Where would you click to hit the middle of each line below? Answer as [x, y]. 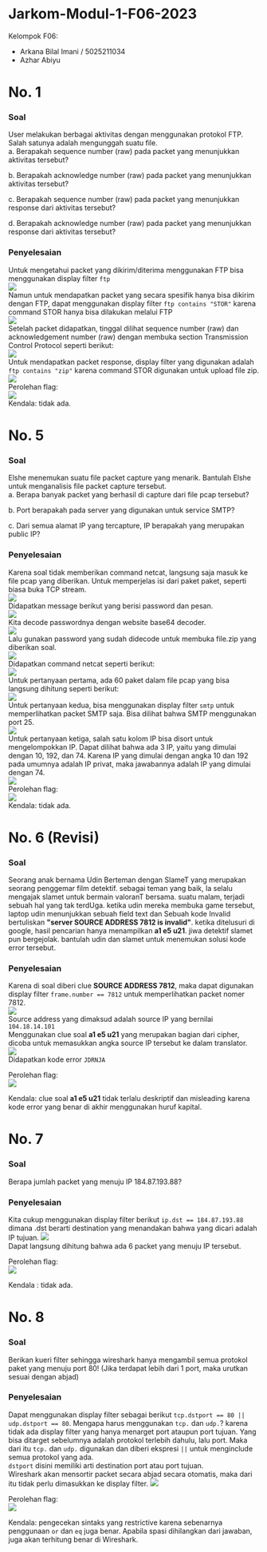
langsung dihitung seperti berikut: [64, 688]
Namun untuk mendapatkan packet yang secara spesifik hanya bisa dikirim [132, 295]
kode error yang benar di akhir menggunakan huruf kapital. [105, 1107]
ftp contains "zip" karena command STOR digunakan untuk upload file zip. [134, 370]
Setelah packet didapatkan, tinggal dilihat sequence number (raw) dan [124, 328]
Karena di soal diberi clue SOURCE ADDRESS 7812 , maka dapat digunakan [131, 986]
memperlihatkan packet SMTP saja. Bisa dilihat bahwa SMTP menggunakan [132, 713]
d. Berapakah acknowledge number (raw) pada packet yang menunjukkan [130, 224]
